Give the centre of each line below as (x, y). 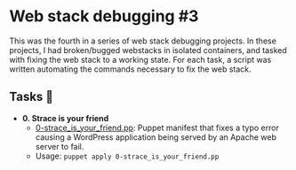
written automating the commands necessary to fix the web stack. (130, 69)
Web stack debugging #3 (104, 16)
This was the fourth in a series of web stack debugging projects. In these (143, 41)
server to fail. (60, 146)
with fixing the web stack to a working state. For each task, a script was (140, 59)
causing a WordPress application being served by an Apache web (156, 137)
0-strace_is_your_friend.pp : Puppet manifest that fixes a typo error (157, 127)
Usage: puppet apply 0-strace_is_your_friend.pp (127, 156)
